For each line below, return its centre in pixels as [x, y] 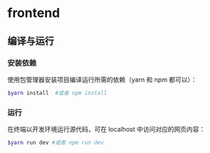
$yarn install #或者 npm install [57, 93]
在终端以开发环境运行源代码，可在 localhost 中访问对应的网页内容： [106, 130]
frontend [34, 13]
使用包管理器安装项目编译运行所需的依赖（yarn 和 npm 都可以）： [102, 79]
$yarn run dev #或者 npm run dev [56, 143]
